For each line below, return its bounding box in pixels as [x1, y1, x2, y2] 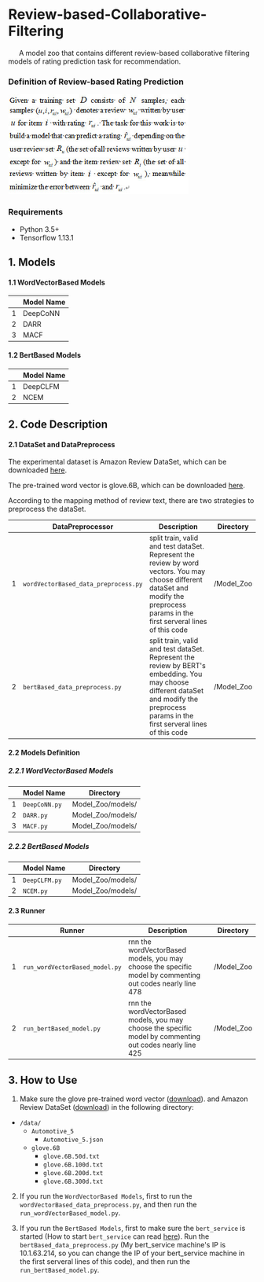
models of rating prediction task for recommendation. [8, 57, 181, 66]
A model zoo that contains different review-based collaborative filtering [18, 48, 250, 57]
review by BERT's [148, 661, 206, 670]
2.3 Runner [8, 906, 46, 916]
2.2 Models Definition [8, 748, 81, 758]
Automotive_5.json [42, 1136, 104, 1144]
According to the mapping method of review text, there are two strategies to [8, 496, 255, 505]
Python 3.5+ [19, 224, 60, 233]
